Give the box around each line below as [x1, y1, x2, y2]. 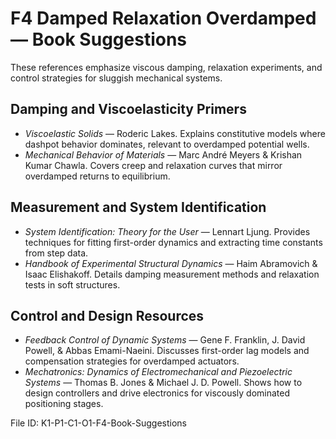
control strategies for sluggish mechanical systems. [10, 72, 223, 84]
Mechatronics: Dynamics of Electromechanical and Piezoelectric [24, 366, 293, 378]
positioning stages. [24, 398, 104, 410]
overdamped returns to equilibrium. [24, 170, 171, 182]
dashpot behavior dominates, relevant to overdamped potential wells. [24, 138, 310, 150]
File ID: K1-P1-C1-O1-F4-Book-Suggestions [10, 417, 187, 429]
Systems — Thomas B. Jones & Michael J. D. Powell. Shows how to [24, 377, 303, 389]
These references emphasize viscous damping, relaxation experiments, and [10, 61, 323, 73]
